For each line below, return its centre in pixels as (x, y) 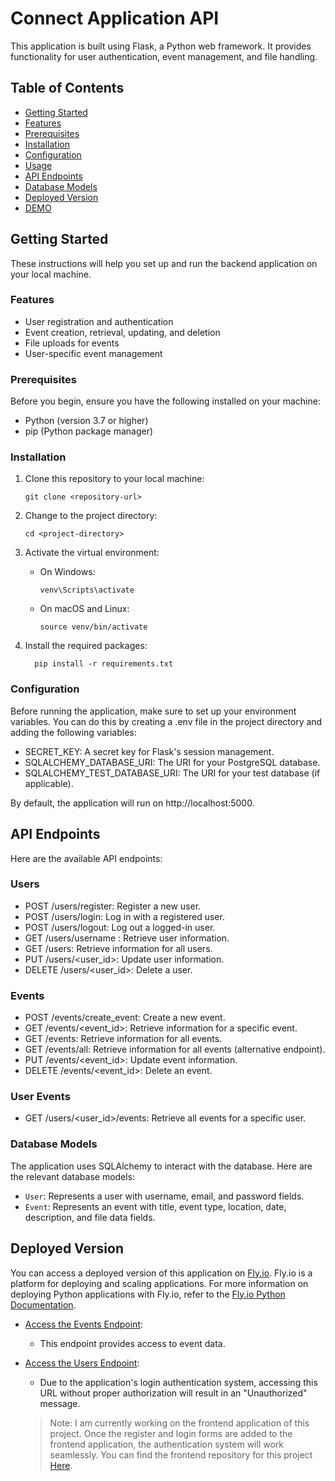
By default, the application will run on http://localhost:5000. (132, 803)
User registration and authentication (99, 321)
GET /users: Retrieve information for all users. (118, 948)
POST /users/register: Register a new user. (113, 906)
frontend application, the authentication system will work (166, 1444)
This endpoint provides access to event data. (132, 1343)
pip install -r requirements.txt (104, 664)
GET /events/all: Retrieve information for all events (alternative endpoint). (175, 1049)
